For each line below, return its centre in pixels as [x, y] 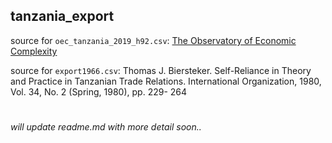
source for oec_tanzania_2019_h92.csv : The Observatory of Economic [153, 40]
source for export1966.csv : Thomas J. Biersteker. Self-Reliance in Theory [161, 70]
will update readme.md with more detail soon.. [106, 127]
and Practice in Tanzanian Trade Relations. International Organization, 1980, [166, 81]
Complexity [34, 51]
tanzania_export [62, 16]
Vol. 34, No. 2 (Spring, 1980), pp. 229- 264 [99, 91]
